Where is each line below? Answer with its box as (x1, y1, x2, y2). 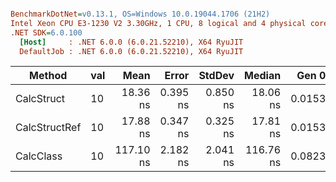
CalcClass (15, 149, 63, 163)
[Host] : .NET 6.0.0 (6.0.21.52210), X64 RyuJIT (19, 37, 244, 47)
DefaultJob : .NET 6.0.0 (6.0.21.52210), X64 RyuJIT (19, 46, 244, 56)
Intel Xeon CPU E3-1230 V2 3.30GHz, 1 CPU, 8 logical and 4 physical (10, 18, 307, 28)
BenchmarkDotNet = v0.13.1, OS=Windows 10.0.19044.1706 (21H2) (10, 9, 271, 19)
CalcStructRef (15, 121, 82, 135)
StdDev (198, 69, 235, 83)
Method (29, 69, 68, 83)
